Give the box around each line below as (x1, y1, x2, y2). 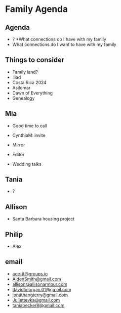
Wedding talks (12, 161, 42, 167)
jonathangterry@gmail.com (12, 292, 68, 298)
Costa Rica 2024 (12, 79, 47, 85)
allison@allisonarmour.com (12, 281, 68, 287)
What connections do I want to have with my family (12, 42, 117, 47)
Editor (12, 151, 25, 157)
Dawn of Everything (12, 90, 53, 96)
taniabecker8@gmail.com (12, 302, 65, 308)
